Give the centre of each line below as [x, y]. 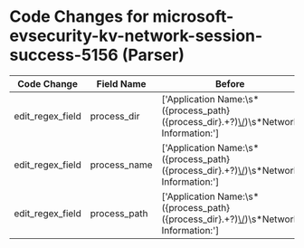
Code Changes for [79, 17]
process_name [121, 165]
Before [230, 83]
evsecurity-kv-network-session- [136, 36]
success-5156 [64, 55]
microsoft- [193, 17]
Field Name [121, 83]
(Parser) [153, 55]
